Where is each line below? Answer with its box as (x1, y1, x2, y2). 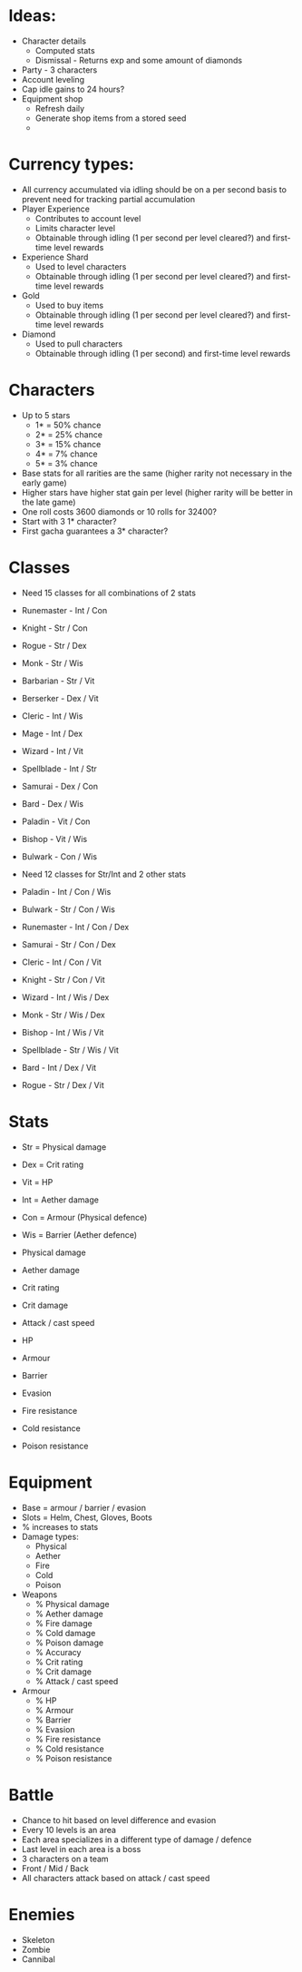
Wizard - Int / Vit (21, 745, 83, 756)
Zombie (21, 1944, 51, 1955)
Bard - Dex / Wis (21, 798, 83, 809)
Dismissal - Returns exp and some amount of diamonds (34, 54, 242, 65)
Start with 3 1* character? (21, 515, 117, 526)
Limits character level (34, 222, 115, 233)
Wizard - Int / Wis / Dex (21, 991, 110, 1003)
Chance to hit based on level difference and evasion (21, 1814, 217, 1825)
